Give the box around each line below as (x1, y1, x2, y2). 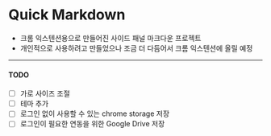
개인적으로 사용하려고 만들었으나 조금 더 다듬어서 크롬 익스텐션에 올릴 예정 (19, 43, 253, 53)
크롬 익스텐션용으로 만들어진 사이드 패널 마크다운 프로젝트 (19, 33, 202, 43)
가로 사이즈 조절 (19, 89, 70, 98)
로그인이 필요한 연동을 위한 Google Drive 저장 (19, 119, 165, 129)
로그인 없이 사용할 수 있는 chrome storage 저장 (19, 109, 170, 118)
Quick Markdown (8, 6, 126, 24)
